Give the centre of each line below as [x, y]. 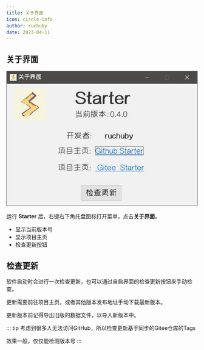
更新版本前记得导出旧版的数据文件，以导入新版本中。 [73, 315]
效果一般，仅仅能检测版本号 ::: [44, 341]
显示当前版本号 [34, 229]
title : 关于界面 [25, 13]
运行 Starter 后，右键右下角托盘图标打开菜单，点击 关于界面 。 [83, 216]
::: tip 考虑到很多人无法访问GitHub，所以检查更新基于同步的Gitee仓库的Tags [101, 328]
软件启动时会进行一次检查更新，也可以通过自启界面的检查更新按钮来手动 [97, 282]
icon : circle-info [29, 19]
